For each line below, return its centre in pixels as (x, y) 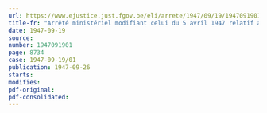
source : (21, 38)
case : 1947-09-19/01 (43, 60)
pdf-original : (32, 90)
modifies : (25, 82)
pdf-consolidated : (39, 97)
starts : (21, 75)
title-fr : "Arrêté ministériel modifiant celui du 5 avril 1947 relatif (131, 23)
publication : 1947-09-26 (49, 68)
